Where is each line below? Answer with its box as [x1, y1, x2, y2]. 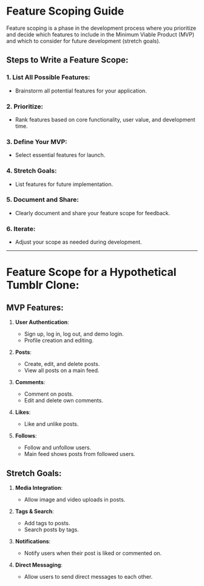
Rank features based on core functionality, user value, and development [15, 115, 195, 123]
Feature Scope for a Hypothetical [6, 266, 177, 279]
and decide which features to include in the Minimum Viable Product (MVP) [6, 30, 195, 38]
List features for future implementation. [15, 181, 114, 188]
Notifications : [15, 537, 51, 545]
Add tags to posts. [24, 519, 70, 526]
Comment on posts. [24, 390, 74, 398]
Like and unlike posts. [24, 421, 79, 428]
